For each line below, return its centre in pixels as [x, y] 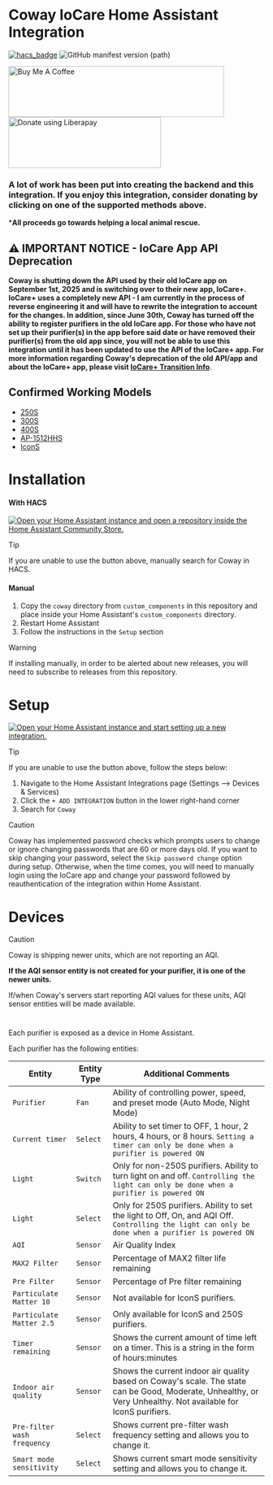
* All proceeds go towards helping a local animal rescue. [104, 223]
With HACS [28, 503]
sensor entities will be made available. [72, 1004]
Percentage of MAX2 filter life [169, 1258]
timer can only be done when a [173, 1145]
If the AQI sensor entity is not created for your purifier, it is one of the [127, 971]
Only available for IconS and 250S [178, 1313]
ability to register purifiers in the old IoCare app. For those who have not [132, 324]
